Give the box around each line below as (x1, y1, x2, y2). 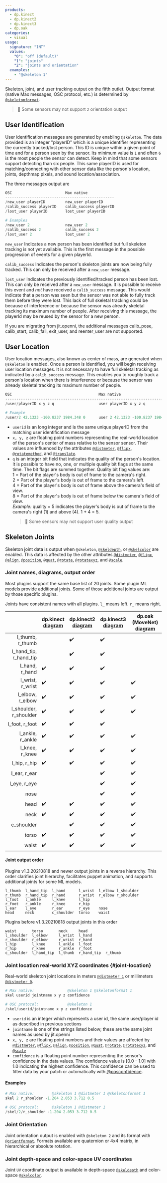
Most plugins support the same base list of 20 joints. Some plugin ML (5, 580, 148, 586)
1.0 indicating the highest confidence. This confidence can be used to (12, 1063, 156, 1069)
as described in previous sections (12, 1021, 82, 1027)
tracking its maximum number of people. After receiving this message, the (5, 308, 157, 314)
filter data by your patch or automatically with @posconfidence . (12, 1068, 143, 1074)
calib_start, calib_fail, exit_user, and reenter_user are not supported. (5, 328, 144, 334)
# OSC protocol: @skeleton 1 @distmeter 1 (5, 1105, 106, 1110)
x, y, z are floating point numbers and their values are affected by (12, 1036, 150, 1043)
